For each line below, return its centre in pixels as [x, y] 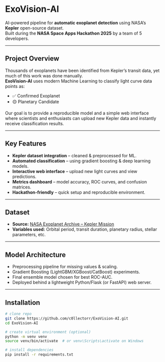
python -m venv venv [26, 336]
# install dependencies [29, 350]
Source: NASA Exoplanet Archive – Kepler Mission [63, 224]
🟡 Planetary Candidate [36, 102]
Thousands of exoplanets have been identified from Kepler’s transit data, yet [82, 71]
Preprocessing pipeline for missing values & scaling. [65, 267]
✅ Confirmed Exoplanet [36, 96]
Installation [23, 303]
